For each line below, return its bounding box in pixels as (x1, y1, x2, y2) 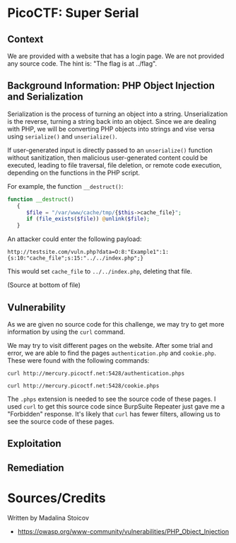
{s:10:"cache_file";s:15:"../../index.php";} (7, 255, 143, 262)
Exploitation (7, 438, 61, 450)
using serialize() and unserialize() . (7, 132, 118, 141)
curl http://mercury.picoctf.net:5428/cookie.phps (7, 383, 160, 390)
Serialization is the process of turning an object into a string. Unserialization (7, 110, 228, 118)
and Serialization (7, 90, 83, 103)
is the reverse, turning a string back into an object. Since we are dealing (7, 117, 217, 125)
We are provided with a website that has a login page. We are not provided (7, 52, 225, 60)
